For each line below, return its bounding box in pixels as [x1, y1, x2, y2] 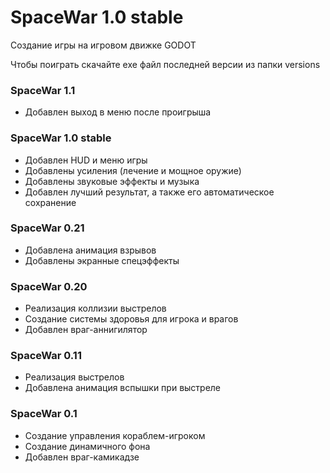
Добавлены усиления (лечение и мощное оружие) [24, 164, 242, 176]
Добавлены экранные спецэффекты [24, 254, 180, 266]
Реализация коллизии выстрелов [24, 302, 167, 315]
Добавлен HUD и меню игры [24, 154, 148, 166]
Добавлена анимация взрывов [24, 244, 157, 256]
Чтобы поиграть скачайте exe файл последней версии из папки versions [10, 58, 321, 70]
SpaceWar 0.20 [10, 279, 88, 293]
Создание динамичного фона [24, 440, 151, 452]
